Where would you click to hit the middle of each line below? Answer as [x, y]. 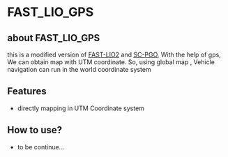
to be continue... [41, 147]
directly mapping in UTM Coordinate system [81, 108]
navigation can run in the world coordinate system [79, 69]
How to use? [35, 130]
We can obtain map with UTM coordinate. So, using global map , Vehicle [111, 62]
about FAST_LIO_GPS [54, 38]
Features [27, 91]
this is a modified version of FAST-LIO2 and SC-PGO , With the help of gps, [114, 54]
